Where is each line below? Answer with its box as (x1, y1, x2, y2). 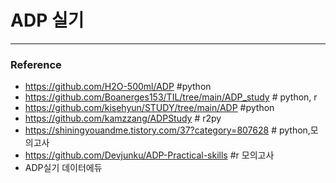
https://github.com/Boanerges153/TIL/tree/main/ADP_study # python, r (24, 91, 318, 103)
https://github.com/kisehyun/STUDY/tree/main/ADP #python (24, 102, 275, 114)
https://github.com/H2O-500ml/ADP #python (24, 81, 212, 93)
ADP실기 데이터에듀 (24, 162, 103, 174)
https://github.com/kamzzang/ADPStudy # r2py (24, 112, 222, 125)
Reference (10, 57, 62, 71)
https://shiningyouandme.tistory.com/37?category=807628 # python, (24, 124, 311, 136)
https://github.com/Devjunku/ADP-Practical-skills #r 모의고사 (24, 149, 275, 161)
